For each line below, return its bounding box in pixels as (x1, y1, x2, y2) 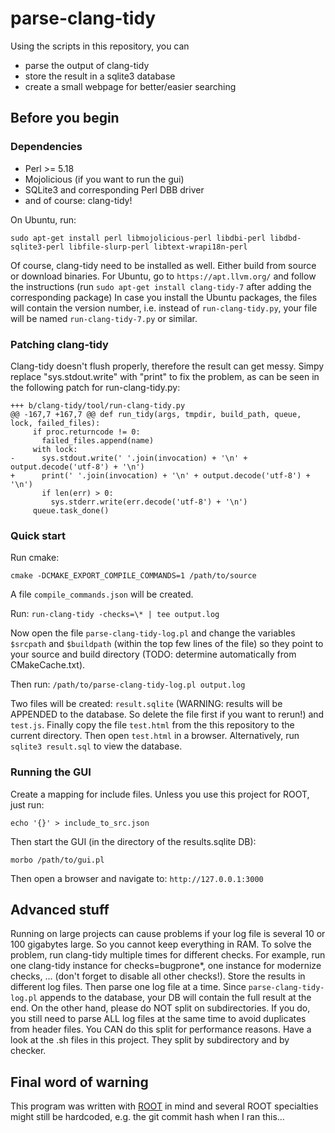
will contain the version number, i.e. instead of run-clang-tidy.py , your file (10, 302, 318, 314)
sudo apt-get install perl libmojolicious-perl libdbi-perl (10, 233, 267, 243)
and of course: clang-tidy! (24, 194, 133, 206)
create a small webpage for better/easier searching (24, 80, 237, 92)
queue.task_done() (32, 505, 110, 516)
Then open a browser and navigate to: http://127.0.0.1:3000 (10, 872, 264, 884)
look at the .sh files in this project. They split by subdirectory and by (10, 1034, 290, 1046)
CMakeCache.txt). (10, 659, 86, 671)
